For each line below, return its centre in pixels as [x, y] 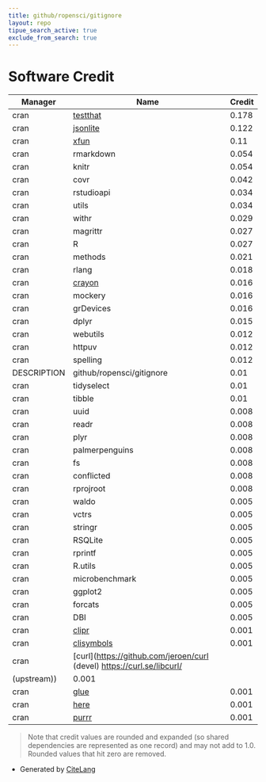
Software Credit [61, 77]
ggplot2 [87, 592]
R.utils [84, 566]
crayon [85, 283]
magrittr [87, 231]
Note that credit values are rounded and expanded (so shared [128, 737]
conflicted [91, 476]
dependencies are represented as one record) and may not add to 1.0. [141, 746]
